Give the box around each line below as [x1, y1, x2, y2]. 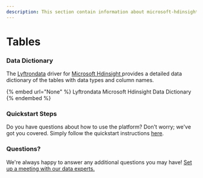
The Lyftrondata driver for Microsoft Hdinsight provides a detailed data [6, 70, 182, 77]
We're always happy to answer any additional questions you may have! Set [6, 158, 192, 166]
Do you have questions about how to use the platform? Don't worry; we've [6, 123, 192, 130]
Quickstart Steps [6, 110, 57, 118]
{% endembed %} [6, 95, 51, 102]
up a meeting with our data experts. [6, 165, 95, 172]
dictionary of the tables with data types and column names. [6, 77, 154, 84]
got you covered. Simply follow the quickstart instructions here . [6, 130, 164, 137]
